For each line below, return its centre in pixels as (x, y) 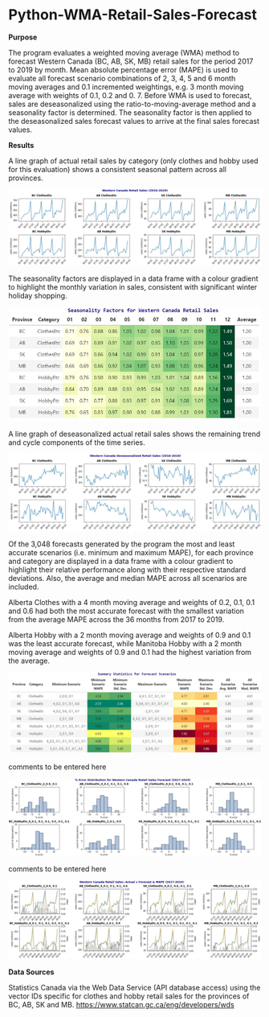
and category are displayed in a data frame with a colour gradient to (121, 562)
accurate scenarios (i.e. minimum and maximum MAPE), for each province (131, 553)
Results (21, 145)
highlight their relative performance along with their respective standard (127, 570)
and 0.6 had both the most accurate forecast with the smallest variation (126, 611)
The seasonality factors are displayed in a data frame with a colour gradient (133, 278)
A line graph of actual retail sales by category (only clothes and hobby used (133, 161)
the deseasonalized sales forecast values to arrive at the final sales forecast (134, 121)
